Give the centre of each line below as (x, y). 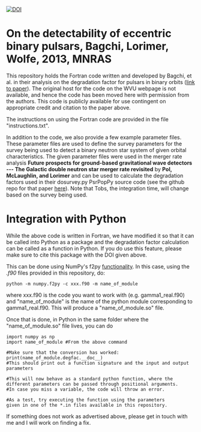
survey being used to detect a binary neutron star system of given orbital (97, 150)
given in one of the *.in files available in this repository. (87, 405)
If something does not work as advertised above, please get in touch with (97, 416)
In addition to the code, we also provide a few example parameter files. (94, 137)
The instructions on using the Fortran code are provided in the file (88, 119)
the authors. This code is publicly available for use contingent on (86, 101)
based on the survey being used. (47, 195)
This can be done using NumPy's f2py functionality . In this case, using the (98, 266)
